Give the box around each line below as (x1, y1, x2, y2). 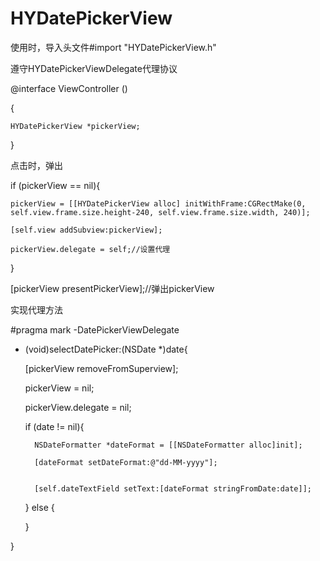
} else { (24, 501, 55, 513)
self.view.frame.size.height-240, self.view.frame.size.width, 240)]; (10, 207, 311, 217)
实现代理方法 (10, 303, 63, 316)
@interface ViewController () (10, 82, 128, 94)
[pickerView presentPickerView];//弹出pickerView (10, 282, 215, 294)
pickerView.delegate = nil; (24, 401, 132, 413)
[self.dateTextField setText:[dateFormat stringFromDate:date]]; (34, 483, 312, 494)
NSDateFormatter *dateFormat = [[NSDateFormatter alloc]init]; (34, 440, 303, 450)
